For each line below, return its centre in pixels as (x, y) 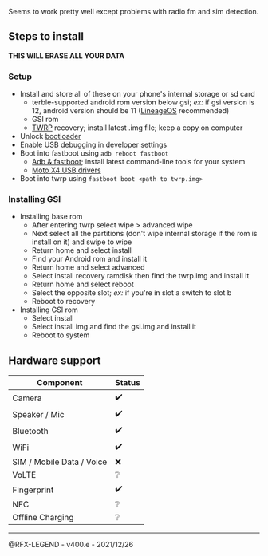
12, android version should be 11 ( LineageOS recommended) (130, 111)
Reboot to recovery (63, 302)
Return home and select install (81, 250)
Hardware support (55, 360)
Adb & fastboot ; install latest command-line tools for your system (138, 162)
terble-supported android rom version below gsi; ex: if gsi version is (143, 102)
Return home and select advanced (88, 267)
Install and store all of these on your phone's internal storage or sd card (137, 94)
